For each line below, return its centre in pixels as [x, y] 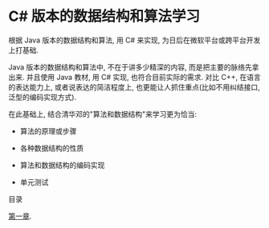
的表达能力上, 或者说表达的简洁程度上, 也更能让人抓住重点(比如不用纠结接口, [134, 87]
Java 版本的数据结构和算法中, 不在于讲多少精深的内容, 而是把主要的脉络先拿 [134, 67]
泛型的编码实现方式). [43, 97]
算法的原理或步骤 [48, 131]
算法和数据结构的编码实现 [62, 165]
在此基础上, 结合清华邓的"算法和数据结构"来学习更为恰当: [103, 114]
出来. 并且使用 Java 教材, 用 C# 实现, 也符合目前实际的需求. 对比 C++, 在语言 [134, 77]
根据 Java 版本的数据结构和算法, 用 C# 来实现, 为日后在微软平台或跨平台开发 [134, 40]
